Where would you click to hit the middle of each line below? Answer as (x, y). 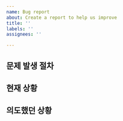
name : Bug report (28, 12)
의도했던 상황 (29, 110)
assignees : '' (24, 34)
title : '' (19, 23)
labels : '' (20, 29)
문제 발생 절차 (30, 66)
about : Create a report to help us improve (62, 18)
